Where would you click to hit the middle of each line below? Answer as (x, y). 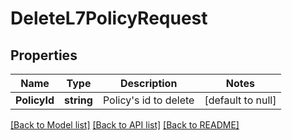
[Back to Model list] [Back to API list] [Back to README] (125, 125)
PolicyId (35, 100)
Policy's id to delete (148, 100)
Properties (44, 55)
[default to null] (240, 100)
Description (148, 83)
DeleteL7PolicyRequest (109, 18)
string (78, 100)
